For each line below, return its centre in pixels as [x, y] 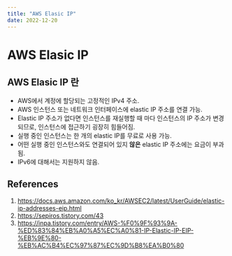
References [33, 184]
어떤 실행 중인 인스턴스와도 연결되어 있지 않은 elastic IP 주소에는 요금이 [114, 144]
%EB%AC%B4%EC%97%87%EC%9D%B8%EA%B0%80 [101, 246]
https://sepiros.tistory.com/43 [60, 216]
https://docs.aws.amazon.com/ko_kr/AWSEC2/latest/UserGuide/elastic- [121, 201]
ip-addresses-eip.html [49, 208]
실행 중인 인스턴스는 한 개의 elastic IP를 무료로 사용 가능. [95, 135]
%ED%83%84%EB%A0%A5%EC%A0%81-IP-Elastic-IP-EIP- [106, 231]
